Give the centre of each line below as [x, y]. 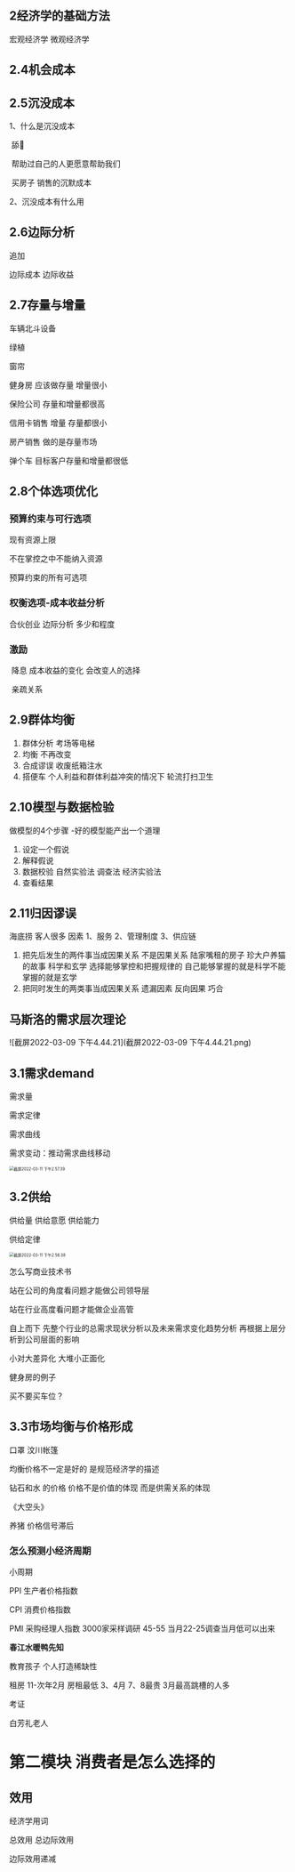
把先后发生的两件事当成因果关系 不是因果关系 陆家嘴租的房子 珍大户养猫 [154, 956]
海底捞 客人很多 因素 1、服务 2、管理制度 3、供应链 [103, 936]
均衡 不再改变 [47, 754]
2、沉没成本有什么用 [47, 202]
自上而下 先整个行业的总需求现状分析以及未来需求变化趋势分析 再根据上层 [144, 1327]
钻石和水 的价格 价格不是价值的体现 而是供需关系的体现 [110, 1488]
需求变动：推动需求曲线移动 [60, 1153]
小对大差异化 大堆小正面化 [57, 1358]
